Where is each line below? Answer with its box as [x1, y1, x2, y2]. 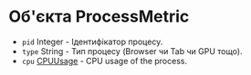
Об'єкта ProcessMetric [8, 6, 190, 27]
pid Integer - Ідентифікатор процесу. [21, 36, 163, 47]
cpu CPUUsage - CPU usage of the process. [21, 55, 188, 66]
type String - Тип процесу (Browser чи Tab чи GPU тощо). [21, 45, 243, 56]
